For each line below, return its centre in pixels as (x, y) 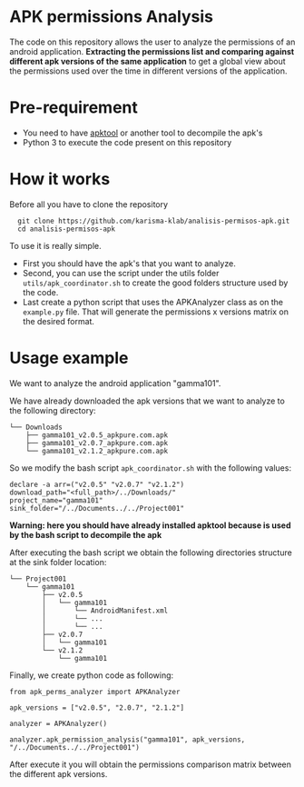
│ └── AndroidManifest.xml (105, 611)
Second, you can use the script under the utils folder (121, 273)
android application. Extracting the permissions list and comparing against (152, 51)
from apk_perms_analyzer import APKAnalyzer (95, 692)
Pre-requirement (74, 108)
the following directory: (53, 410)
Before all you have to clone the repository (89, 204)
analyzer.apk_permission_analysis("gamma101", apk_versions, (127, 739)
